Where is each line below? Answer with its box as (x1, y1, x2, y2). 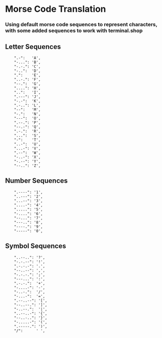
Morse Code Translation (5, 3, 106, 15)
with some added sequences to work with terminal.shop (5, 27, 143, 34)
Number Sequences (5, 176, 68, 185)
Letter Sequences (5, 42, 61, 51)
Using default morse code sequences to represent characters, (5, 21, 158, 28)
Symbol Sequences (5, 242, 67, 250)
